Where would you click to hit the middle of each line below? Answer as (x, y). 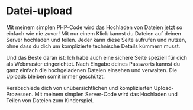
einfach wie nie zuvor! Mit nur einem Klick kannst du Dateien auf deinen (94, 33)
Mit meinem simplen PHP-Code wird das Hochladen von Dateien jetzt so (94, 27)
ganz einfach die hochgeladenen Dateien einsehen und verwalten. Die (92, 70)
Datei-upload (39, 11)
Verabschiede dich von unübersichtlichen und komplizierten (79, 88)
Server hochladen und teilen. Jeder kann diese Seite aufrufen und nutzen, (96, 40)
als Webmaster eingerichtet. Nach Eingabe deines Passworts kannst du (93, 64)
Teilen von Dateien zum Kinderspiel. (50, 100)
